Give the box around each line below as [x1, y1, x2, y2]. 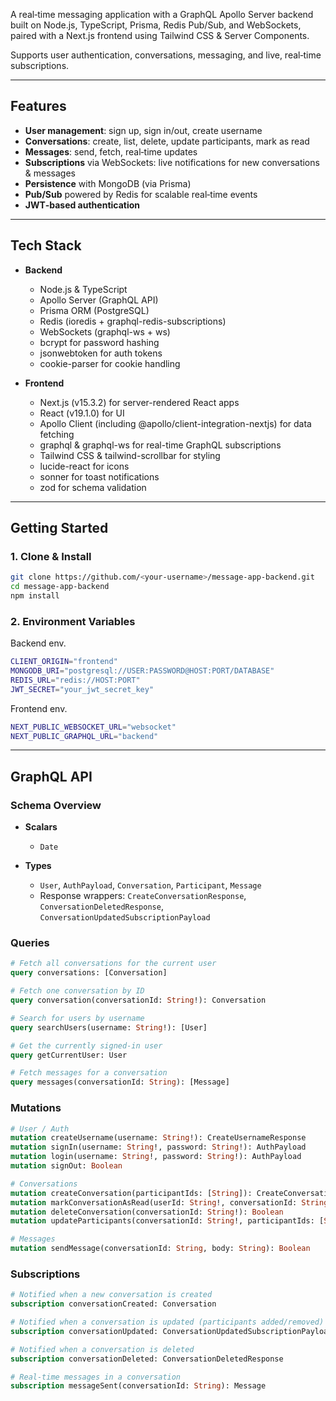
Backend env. [10, 637, 67, 649]
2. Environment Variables [10, 614, 136, 628]
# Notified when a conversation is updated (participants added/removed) [10, 1317, 325, 1328]
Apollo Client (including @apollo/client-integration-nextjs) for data [39, 417, 312, 429]
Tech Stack [10, 237, 82, 254]
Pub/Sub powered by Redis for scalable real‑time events [24, 188, 258, 200]
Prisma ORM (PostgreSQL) [39, 304, 150, 316]
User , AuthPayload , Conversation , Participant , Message [39, 879, 262, 891]
